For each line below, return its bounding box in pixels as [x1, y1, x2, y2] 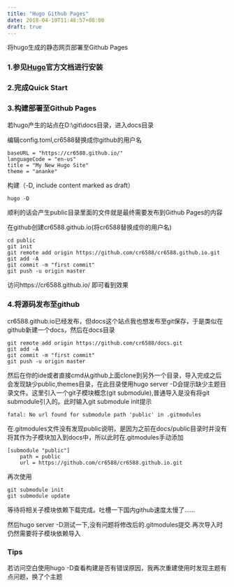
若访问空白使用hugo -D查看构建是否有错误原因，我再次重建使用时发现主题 [7, 564, 221, 572]
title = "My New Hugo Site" [7, 161, 89, 168]
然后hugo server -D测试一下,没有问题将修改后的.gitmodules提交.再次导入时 [7, 520, 224, 528]
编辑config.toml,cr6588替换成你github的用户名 [7, 136, 142, 144]
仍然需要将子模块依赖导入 [7, 529, 81, 537]
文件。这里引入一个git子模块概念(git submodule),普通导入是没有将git [13, 389, 210, 397]
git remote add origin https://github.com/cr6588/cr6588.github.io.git [7, 249, 220, 256]
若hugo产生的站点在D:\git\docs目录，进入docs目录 [7, 120, 154, 129]
